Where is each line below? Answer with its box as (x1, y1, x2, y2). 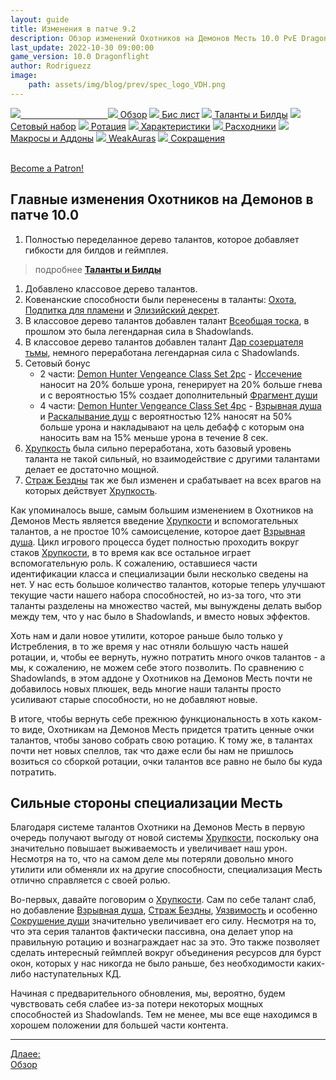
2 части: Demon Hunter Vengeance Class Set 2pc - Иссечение (39, 367, 303, 380)
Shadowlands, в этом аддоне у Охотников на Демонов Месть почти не (10, 672, 313, 684)
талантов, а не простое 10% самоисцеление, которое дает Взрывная (10, 525, 306, 537)
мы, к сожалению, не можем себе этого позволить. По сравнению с (10, 661, 305, 673)
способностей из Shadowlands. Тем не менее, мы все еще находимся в (10, 1009, 318, 1021)
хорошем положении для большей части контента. (10, 1019, 229, 1031)
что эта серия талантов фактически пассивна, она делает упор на (10, 926, 294, 938)
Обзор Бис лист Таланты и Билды (119, 108, 288, 120)
